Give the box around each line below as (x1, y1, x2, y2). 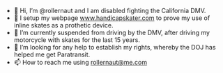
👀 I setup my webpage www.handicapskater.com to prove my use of (13, 14, 210, 22)
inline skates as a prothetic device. (13, 21, 114, 29)
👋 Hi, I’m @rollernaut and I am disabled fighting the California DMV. (13, 7, 206, 14)
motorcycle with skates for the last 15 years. (13, 36, 141, 44)
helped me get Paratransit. (13, 50, 91, 59)
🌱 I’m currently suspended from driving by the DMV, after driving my (13, 28, 210, 36)
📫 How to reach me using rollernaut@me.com (13, 59, 148, 66)
